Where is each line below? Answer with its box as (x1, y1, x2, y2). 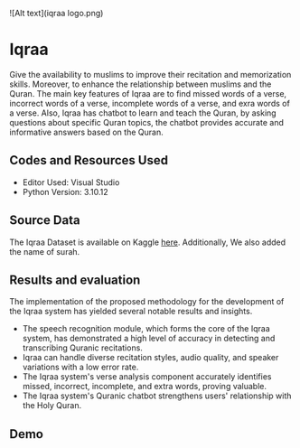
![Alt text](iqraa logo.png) (9, 8, 104, 18)
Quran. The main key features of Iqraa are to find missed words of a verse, (9, 88, 287, 98)
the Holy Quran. (22, 400, 82, 411)
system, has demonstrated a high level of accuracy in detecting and (22, 333, 276, 344)
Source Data (9, 212, 80, 229)
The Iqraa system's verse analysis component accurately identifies (22, 371, 272, 382)
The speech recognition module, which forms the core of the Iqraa (22, 323, 271, 334)
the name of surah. (9, 246, 80, 257)
